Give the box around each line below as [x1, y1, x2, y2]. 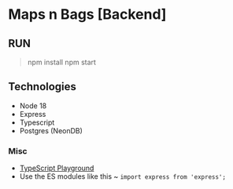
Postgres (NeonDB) [19, 125, 83, 135]
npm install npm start [27, 57, 97, 67]
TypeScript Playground [19, 163, 94, 173]
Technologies [8, 80, 77, 93]
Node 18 [19, 100, 47, 111]
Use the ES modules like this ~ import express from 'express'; [19, 172, 227, 181]
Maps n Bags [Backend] [8, 5, 167, 24]
